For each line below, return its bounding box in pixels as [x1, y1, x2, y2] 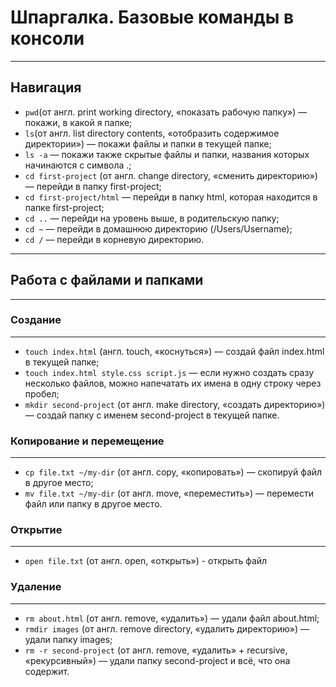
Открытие [10, 523, 63, 537]
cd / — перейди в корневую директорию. [24, 233, 205, 245]
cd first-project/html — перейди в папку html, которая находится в [24, 191, 318, 203]
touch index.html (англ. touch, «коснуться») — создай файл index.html [24, 345, 325, 357]
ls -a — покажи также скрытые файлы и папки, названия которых [24, 148, 310, 160]
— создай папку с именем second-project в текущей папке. [24, 409, 280, 421]
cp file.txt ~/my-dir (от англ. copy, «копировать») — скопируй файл [24, 466, 323, 478]
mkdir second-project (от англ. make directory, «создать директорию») [24, 398, 326, 410]
